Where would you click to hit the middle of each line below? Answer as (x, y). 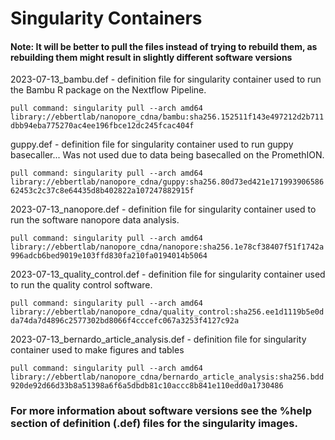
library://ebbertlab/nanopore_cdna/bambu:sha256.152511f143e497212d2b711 (167, 117)
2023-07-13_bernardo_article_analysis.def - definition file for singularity (158, 339)
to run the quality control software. (81, 285)
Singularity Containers (106, 18)
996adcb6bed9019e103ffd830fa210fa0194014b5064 (109, 256)
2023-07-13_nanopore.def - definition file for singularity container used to (163, 209)
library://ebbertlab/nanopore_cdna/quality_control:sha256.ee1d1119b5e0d (167, 312)
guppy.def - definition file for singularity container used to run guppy (152, 144)
